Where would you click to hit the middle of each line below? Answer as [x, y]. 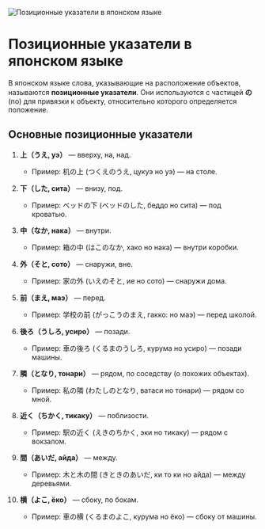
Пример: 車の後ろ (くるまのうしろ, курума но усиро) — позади [136, 348]
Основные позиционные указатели [100, 135]
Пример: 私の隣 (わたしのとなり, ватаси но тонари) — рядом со [138, 390]
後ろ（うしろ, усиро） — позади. [75, 331]
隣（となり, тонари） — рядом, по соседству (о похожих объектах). [134, 373]
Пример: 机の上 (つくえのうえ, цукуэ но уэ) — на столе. [124, 171]
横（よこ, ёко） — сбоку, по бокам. [79, 500]
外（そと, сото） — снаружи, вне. [76, 264]
